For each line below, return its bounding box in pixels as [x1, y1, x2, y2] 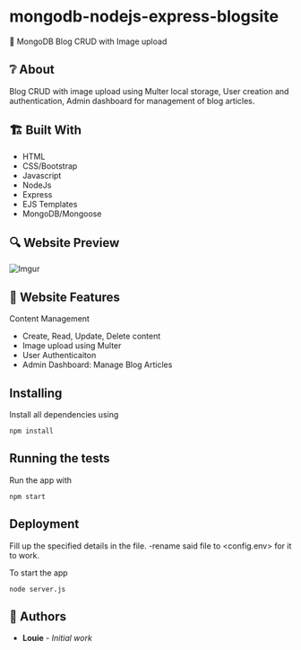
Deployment [9, 516, 80, 531]
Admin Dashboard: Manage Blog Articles [21, 359, 173, 370]
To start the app [9, 567, 69, 578]
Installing [9, 385, 63, 400]
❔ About [9, 62, 56, 77]
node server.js [9, 584, 66, 593]
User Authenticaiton [21, 350, 97, 361]
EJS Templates [21, 198, 78, 209]
